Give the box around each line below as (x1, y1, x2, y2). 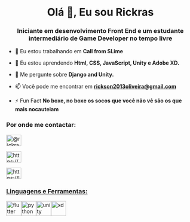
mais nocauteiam (14, 106, 59, 113)
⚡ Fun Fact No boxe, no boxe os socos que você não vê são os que (14, 97, 182, 104)
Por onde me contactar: (6, 121, 76, 129)
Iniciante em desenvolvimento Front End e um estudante (17, 27, 184, 35)
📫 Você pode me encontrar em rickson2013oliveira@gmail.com (14, 83, 176, 90)
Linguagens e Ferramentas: (6, 187, 88, 195)
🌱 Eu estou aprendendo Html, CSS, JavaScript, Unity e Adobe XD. (14, 59, 180, 66)
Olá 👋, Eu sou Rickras (47, 5, 154, 19)
